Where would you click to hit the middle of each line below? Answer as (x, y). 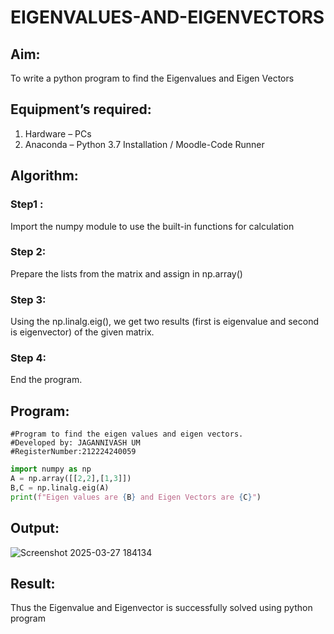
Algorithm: (44, 176)
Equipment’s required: (81, 109)
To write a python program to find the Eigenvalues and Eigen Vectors (152, 78)
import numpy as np (51, 469)
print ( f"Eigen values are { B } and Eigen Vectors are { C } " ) (136, 497)
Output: (35, 528)
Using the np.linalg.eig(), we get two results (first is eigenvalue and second (165, 322)
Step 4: (28, 358)
